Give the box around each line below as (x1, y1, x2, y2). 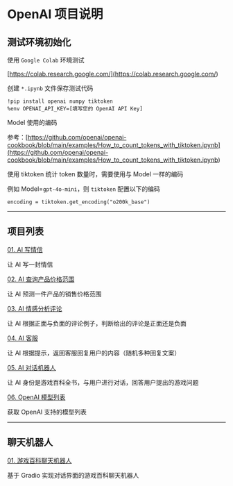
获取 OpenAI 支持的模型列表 (7, 408, 87, 416)
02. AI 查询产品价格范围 (7, 275, 75, 283)
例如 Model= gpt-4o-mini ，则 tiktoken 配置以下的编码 (7, 185, 161, 193)
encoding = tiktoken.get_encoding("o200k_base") (7, 199, 150, 206)
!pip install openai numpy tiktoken (7, 98, 113, 105)
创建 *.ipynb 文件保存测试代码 (7, 84, 94, 92)
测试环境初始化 (7, 36, 71, 48)
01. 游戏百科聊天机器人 (7, 456, 72, 464)
